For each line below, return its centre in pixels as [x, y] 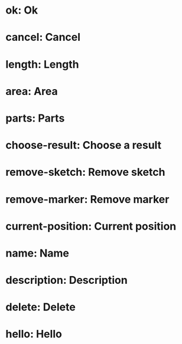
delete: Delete [41, 307]
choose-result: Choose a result [84, 145]
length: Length [42, 64]
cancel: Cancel [43, 37]
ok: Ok [22, 10]
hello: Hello [34, 334]
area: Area [32, 91]
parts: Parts [35, 118]
